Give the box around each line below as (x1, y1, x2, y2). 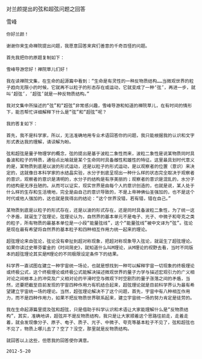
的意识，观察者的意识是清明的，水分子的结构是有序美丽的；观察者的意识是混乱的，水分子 (6, 176, 195, 183)
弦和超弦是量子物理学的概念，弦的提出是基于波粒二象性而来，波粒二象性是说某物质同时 (6, 150, 191, 157)
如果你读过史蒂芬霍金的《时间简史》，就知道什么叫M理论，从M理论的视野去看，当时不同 (6, 245, 189, 251)
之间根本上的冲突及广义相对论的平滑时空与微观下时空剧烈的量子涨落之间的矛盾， (14, 276, 186, 282)
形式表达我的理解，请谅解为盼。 (6, 139, 74, 145)
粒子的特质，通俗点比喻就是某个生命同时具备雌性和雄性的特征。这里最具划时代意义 (19, 157, 195, 163)
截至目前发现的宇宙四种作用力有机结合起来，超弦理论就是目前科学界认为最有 (28, 282, 191, 288)
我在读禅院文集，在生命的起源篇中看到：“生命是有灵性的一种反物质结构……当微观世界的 (6, 78, 190, 84)
